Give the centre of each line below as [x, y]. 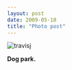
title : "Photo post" [37, 26]
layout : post [26, 13]
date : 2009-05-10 [32, 20]
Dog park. [22, 59]
